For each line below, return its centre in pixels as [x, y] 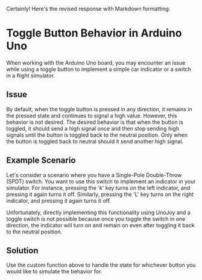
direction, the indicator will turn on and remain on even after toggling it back [100, 225]
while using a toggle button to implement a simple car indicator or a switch [99, 69]
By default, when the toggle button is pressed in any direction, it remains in [99, 109]
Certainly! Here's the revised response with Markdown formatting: [88, 9]
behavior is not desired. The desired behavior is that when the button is [95, 122]
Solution [22, 250]
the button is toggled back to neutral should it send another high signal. [95, 141]
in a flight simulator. [31, 76]
